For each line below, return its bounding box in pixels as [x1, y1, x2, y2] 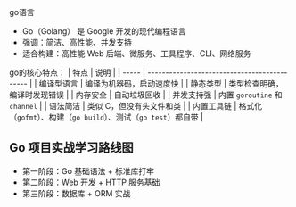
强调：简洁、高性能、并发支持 [21, 37, 132, 47]
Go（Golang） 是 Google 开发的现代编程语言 [21, 26, 186, 37]
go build [71, 113, 105, 122]
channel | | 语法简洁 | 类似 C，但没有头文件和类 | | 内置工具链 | [9, 101, 237, 111]
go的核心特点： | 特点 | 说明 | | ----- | [9, 67, 145, 78]
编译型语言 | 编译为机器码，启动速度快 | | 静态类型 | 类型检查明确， [38, 79, 284, 88]
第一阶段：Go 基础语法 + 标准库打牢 [21, 165, 154, 176]
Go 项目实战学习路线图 [9, 140, 134, 155]
